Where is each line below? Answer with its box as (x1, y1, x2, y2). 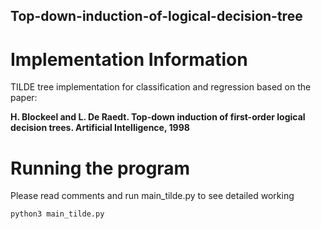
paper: (10, 92, 38, 104)
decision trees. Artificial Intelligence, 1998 (10, 122, 190, 134)
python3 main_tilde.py (10, 209, 105, 219)
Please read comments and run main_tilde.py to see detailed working (10, 190, 295, 202)
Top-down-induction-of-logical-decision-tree (10, 8, 303, 25)
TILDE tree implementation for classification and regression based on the (10, 81, 312, 93)
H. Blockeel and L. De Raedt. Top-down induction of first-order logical (10, 111, 306, 123)
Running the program (10, 157, 191, 179)
